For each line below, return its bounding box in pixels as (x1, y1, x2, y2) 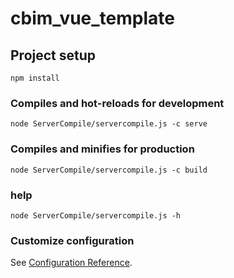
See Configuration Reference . (10, 257, 133, 269)
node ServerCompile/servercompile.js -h (10, 210, 182, 221)
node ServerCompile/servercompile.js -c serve (10, 119, 208, 129)
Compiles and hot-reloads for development (10, 96, 225, 110)
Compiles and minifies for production (10, 142, 195, 156)
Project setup (10, 47, 97, 64)
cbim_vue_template (10, 7, 175, 30)
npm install (10, 73, 60, 83)
